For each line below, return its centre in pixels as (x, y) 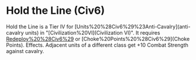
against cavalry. (25, 51)
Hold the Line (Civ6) (56, 11)
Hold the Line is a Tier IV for (40, 27)
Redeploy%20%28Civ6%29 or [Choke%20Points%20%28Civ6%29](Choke (98, 39)
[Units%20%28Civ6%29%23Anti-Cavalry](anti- (133, 27)
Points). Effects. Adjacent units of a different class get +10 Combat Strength (97, 45)
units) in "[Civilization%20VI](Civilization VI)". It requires (93, 32)
